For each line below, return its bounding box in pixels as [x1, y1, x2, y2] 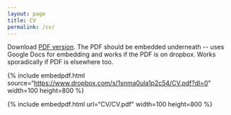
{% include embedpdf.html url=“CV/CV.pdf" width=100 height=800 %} [7, 100, 213, 109]
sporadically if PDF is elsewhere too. [7, 58, 114, 66]
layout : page [7, 10, 46, 18]
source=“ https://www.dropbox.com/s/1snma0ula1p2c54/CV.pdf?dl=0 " [7, 79, 211, 87]
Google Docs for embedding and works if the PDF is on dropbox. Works [7, 50, 216, 59]
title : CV [7, 17, 37, 24]
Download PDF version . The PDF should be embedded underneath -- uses [7, 43, 225, 52]
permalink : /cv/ [7, 23, 55, 30]
